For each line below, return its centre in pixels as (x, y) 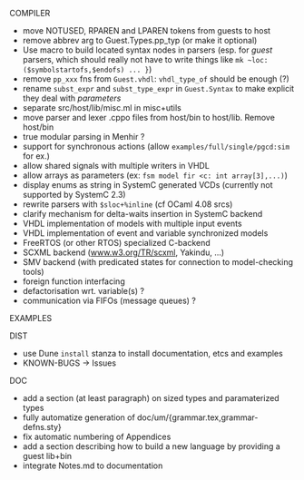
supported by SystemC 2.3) (74, 195)
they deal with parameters (72, 98)
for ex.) (36, 156)
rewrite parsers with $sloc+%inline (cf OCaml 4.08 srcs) (127, 204)
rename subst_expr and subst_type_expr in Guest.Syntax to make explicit (158, 88)
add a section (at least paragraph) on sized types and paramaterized (151, 398)
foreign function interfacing (74, 281)
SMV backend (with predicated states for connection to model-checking (157, 262)
